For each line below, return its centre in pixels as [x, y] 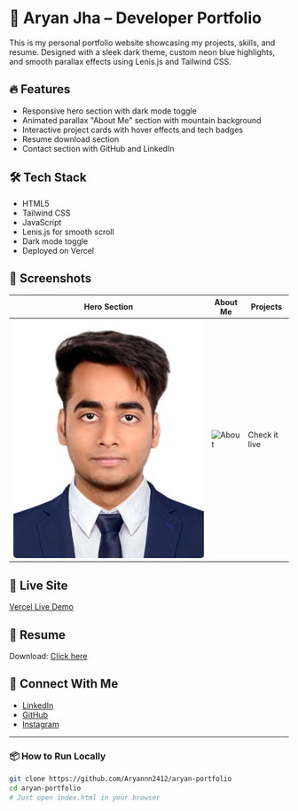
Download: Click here [48, 656]
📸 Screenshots [51, 278]
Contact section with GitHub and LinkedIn [98, 148]
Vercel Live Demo [41, 607]
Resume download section [71, 139]
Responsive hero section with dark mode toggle [109, 111]
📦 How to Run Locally [58, 756]
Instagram [40, 724]
